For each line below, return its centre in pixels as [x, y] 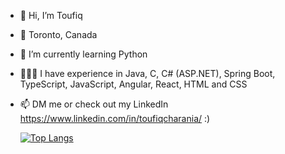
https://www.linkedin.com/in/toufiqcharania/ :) [115, 118]
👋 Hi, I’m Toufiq [51, 15]
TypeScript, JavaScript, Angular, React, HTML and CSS [133, 84]
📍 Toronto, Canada [58, 34]
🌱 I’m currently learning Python [83, 54]
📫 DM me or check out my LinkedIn [94, 104]
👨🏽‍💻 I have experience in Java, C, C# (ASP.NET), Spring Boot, [147, 73]
